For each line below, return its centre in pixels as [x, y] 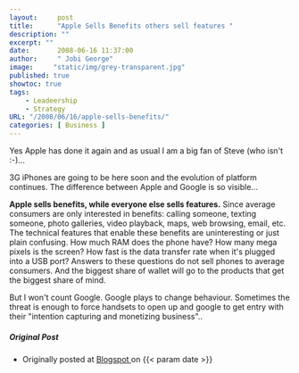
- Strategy [46, 109]
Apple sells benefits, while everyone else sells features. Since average [142, 204]
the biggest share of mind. [58, 280]
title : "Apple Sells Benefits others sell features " [121, 26]
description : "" [39, 34]
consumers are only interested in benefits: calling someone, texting [133, 214]
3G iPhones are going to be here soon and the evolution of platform [133, 178]
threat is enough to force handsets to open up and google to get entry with [146, 307]
